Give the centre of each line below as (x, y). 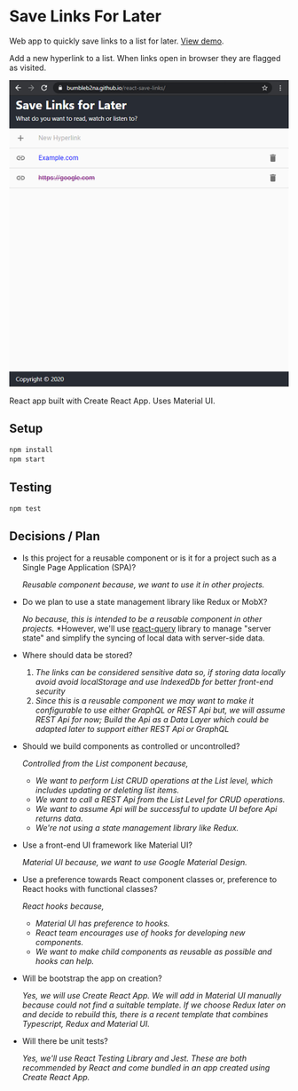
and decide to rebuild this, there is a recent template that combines (145, 1014)
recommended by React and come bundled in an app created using (146, 1067)
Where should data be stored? (77, 655)
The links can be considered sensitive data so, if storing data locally (160, 672)
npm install (31, 450)
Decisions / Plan (55, 536)
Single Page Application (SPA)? (79, 567)
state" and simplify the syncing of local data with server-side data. (143, 638)
